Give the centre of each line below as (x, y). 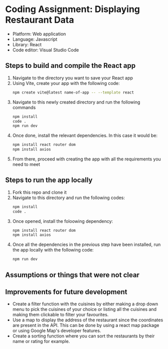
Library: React (27, 44)
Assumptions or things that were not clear (72, 275)
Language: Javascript (35, 39)
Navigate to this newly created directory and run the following (76, 102)
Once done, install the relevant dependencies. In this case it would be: (85, 136)
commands (24, 107)
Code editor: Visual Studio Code (46, 50)
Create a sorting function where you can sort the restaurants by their (83, 336)
